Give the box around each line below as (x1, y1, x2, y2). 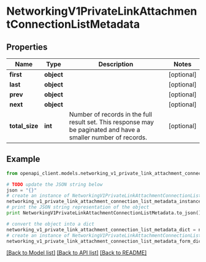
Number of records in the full (69, 110, 152, 118)
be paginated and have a (69, 126, 140, 134)
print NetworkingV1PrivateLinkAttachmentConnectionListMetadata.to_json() (6, 210, 202, 216)
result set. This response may (69, 118, 154, 126)
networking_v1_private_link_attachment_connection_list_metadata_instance (6, 198, 202, 205)
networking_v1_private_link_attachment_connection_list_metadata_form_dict (6, 238, 204, 244)
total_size (9, 121, 39, 130)
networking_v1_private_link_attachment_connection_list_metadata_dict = (6, 226, 196, 233)
